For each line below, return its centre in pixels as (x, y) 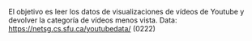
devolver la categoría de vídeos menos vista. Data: (93, 20)
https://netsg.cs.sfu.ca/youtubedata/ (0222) (82, 29)
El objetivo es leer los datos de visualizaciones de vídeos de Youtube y (126, 12)
